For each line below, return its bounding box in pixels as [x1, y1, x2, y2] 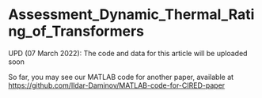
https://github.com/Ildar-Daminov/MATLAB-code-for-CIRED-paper [8, 81, 226, 90]
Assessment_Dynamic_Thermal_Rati [8, 6, 255, 24]
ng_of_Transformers [8, 22, 145, 40]
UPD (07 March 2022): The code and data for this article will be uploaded [8, 48, 248, 58]
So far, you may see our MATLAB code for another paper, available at [8, 72, 234, 81]
